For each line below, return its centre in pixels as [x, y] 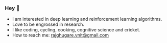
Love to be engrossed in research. [48, 24]
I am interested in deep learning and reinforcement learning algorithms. [87, 19]
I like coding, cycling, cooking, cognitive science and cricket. [76, 30]
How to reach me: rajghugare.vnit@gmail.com [61, 35]
